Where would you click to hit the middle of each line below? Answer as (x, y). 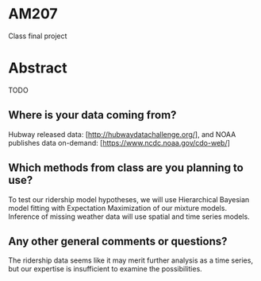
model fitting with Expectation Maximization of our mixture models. (118, 208)
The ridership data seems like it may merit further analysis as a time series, (131, 260)
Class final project (38, 36)
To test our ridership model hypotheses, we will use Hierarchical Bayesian (129, 199)
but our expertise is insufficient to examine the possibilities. (105, 269)
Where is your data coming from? (92, 115)
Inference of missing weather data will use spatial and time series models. (129, 217)
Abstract (38, 68)
